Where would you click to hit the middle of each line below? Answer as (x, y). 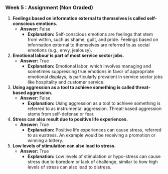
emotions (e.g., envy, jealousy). (60, 50)
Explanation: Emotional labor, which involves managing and (89, 66)
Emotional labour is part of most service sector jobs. (68, 55)
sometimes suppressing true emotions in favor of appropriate (91, 71)
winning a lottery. (45, 140)
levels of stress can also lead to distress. (69, 167)
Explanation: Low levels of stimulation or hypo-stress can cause (94, 156)
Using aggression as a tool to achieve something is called (73, 87)
